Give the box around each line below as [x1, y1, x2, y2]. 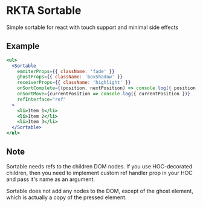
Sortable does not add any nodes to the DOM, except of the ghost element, [6, 187, 193, 194]
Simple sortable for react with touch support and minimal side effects [6, 24, 179, 31]
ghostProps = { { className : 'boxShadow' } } [17, 74, 123, 80]
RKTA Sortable [6, 4, 82, 18]
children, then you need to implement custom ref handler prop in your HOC [6, 169, 193, 176]
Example [6, 41, 40, 51]
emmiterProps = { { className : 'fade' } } [17, 68, 115, 74]
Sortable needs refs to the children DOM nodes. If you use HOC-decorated [6, 162, 193, 170]
